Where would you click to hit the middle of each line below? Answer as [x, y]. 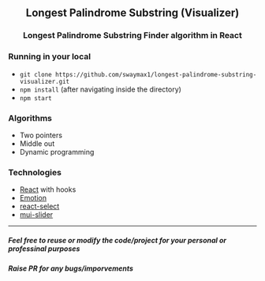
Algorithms [30, 118]
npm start [36, 98]
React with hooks [48, 189]
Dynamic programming [57, 152]
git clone [36, 74]
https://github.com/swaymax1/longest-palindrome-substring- [156, 74]
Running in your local [50, 57]
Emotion [33, 198]
